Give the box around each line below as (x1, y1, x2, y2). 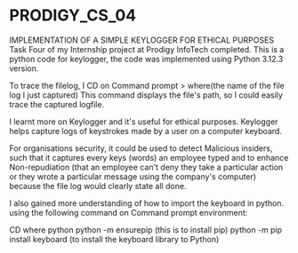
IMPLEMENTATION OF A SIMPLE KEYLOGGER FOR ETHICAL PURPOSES (9, 35, 274, 45)
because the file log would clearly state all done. (9, 180, 187, 191)
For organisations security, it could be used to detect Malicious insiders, (9, 143, 273, 154)
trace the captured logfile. (9, 99, 105, 109)
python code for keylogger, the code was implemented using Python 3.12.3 (9, 53, 284, 64)
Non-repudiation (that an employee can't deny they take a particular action (9, 162, 284, 172)
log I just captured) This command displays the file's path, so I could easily (9, 90, 283, 100)
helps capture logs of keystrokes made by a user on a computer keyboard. (9, 125, 283, 136)
